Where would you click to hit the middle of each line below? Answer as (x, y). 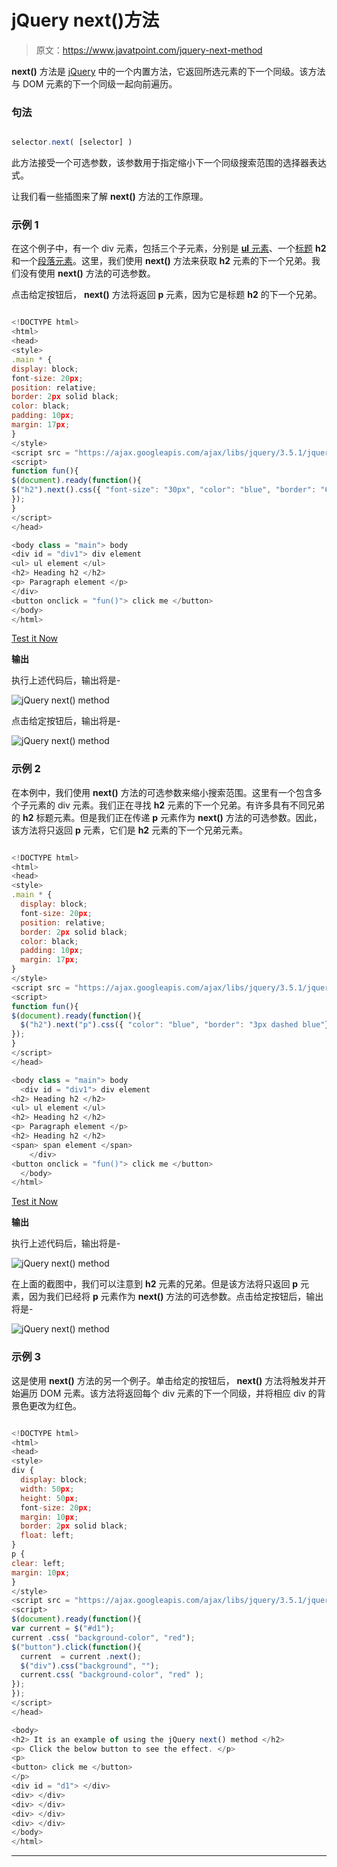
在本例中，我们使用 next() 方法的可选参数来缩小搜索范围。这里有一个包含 (162, 792)
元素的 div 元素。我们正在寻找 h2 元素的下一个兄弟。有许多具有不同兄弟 (177, 805)
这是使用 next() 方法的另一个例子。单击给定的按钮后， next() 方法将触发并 (164, 1380)
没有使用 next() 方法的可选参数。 (87, 273)
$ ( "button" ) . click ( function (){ (76, 1647)
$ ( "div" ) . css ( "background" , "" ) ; (90, 1666)
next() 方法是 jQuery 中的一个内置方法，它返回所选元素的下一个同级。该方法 (168, 71)
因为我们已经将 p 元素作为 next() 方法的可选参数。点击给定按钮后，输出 (176, 1297)
